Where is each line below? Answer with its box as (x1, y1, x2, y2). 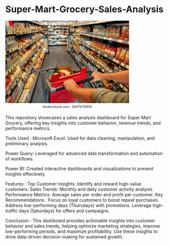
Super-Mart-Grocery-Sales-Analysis (5, 4, 164, 15)
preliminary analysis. (5, 141, 49, 147)
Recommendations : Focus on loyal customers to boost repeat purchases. (5, 197, 159, 203)
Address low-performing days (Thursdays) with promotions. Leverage (5, 202, 152, 208)
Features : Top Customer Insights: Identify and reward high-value (5, 181, 142, 187)
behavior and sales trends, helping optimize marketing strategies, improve (5, 223, 160, 229)
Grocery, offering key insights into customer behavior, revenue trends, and (5, 120, 161, 126)
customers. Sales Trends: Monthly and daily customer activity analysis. (5, 186, 154, 192)
